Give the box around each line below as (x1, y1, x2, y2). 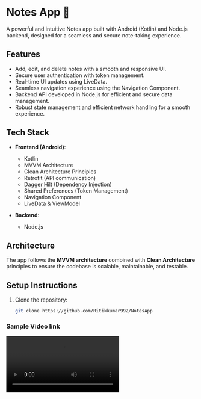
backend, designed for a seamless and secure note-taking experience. (6, 31, 182, 39)
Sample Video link (6, 322, 60, 330)
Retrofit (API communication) (23, 174, 96, 181)
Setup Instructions (6, 280, 78, 291)
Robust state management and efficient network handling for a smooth (14, 104, 191, 111)
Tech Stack (6, 128, 49, 138)
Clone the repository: (14, 296, 68, 303)
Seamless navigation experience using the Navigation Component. (14, 84, 181, 91)
